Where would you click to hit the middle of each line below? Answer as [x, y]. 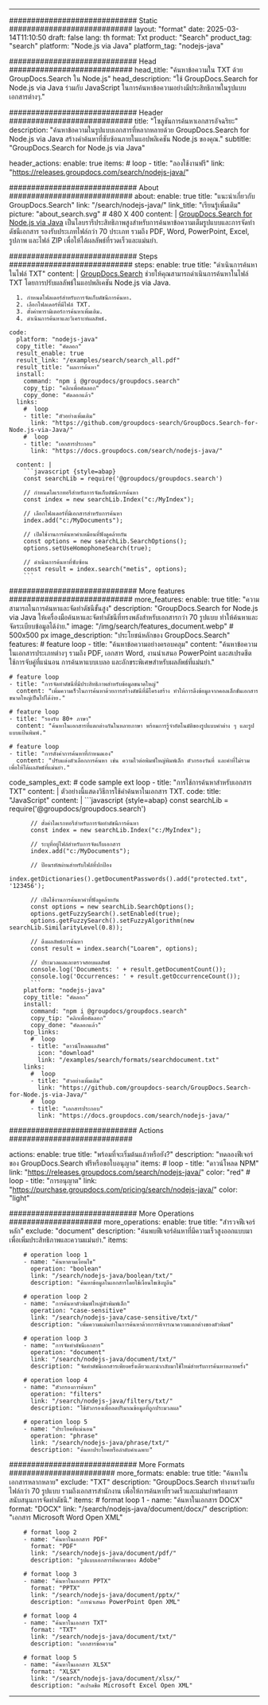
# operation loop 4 [56, 1380]
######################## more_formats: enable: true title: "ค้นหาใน [129, 1473]
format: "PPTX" [55, 1588]
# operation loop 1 [56, 1255]
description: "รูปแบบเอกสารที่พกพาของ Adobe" [95, 1560]
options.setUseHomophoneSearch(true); [87, 548]
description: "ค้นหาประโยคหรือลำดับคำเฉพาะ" [91, 1450]
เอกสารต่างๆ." [27, 97]
